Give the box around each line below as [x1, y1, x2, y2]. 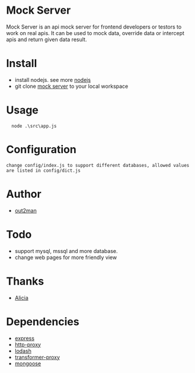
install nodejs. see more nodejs [14, 76, 91, 83]
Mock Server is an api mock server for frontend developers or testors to [6, 23, 182, 30]
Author [6, 187, 41, 201]
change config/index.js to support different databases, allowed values [6, 162, 190, 168]
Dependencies [6, 315, 79, 328]
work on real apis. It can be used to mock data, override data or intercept [6, 29, 185, 36]
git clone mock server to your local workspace [14, 83, 129, 90]
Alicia [14, 294, 28, 301]
